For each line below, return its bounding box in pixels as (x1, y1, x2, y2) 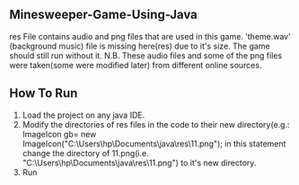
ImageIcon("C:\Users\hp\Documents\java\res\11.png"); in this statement (22, 138, 286, 149)
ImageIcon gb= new (22, 128, 97, 139)
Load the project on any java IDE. (22, 110, 145, 120)
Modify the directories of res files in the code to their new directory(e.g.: (22, 119, 290, 129)
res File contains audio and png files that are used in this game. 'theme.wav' (9, 31, 292, 41)
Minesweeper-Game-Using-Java (9, 7, 198, 22)
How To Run (9, 85, 78, 101)
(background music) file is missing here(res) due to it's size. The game (9, 40, 271, 51)
